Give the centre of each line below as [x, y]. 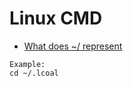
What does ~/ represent [73, 46]
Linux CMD [56, 18]
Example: [27, 64]
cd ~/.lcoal [34, 73]
